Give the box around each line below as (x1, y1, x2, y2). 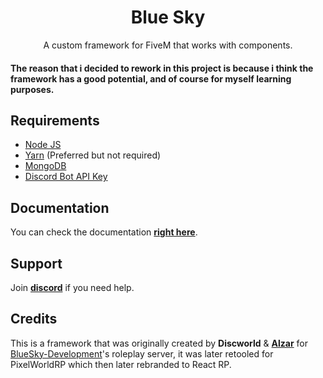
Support (10, 255, 63, 272)
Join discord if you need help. (10, 281, 135, 293)
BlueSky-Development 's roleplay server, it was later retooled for (10, 347, 274, 360)
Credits (10, 311, 58, 328)
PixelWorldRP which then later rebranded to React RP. (10, 358, 232, 370)
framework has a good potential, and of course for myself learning (10, 72, 292, 85)
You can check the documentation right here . (10, 226, 198, 238)
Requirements (10, 112, 100, 129)
